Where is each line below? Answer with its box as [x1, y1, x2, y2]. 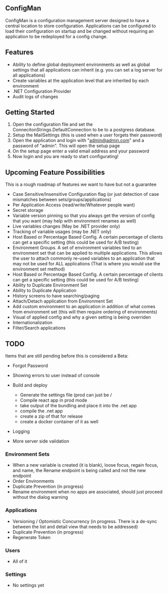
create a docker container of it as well [20, 419, 99, 425]
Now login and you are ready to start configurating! [12, 154, 119, 160]
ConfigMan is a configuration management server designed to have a [5, 17, 149, 23]
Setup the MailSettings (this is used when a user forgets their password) [12, 132, 162, 138]
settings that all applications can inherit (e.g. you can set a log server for [12, 66, 163, 72]
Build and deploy [12, 382, 48, 388]
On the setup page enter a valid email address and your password [12, 148, 149, 154]
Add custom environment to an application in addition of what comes [12, 304, 156, 310]
